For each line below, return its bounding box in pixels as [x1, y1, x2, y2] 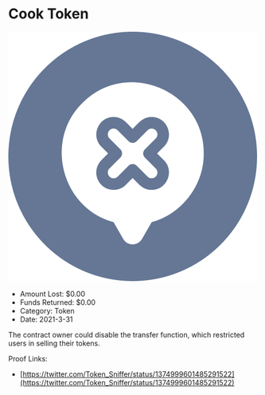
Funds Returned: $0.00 [19, 297, 96, 307]
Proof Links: [8, 354, 48, 363]
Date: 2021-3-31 [19, 314, 73, 324]
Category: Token [19, 306, 75, 315]
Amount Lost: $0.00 [19, 289, 86, 298]
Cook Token [8, 5, 89, 23]
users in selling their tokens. [8, 338, 101, 348]
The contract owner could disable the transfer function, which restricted [8, 330, 245, 339]
